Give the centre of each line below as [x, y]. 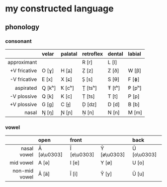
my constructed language [59, 9]
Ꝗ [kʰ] [49, 88]
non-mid [23, 171]
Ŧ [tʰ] [114, 88]
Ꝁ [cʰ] [67, 88]
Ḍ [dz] [89, 104]
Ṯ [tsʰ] [89, 88]
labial [135, 54]
